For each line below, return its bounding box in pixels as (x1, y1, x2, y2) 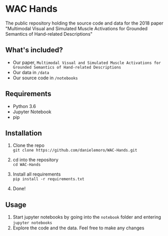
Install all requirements (12, 171, 61, 177)
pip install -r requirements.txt (12, 177, 85, 182)
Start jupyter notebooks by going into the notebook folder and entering (12, 214, 161, 220)
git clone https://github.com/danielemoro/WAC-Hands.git (12, 148, 138, 153)
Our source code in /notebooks (12, 75, 78, 81)
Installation (5, 128, 42, 137)
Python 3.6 (12, 103, 36, 109)
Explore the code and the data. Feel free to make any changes (12, 225, 145, 231)
